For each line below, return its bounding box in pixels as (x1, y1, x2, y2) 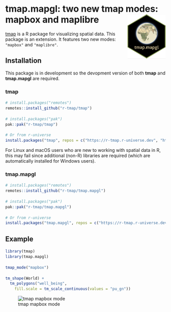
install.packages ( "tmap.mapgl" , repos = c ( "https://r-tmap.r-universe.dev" (5, 220, 169, 226)
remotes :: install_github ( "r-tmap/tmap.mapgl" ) (5, 188, 106, 194)
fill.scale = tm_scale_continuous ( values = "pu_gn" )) (14, 287, 131, 292)
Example (5, 235, 34, 243)
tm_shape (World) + (5, 276, 44, 281)
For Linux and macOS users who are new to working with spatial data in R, (5, 147, 161, 153)
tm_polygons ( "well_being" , (10, 281, 67, 286)
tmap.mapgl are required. (5, 75, 60, 82)
